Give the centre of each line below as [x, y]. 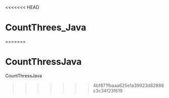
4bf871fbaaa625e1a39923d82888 [128, 85]
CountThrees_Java [46, 28]
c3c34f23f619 [108, 90]
